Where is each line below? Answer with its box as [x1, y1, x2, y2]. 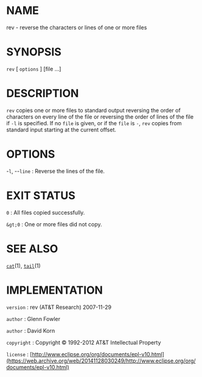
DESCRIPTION [6, 86, 79, 100]
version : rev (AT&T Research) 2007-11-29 [6, 303, 111, 311]
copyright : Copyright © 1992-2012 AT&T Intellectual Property [6, 339, 161, 346]
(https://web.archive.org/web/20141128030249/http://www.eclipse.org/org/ [6, 357, 196, 364]
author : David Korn [6, 327, 55, 334]
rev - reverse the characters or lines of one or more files [6, 24, 147, 31]
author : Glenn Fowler [6, 315, 61, 322]
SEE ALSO [6, 241, 58, 255]
